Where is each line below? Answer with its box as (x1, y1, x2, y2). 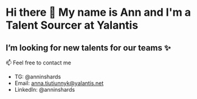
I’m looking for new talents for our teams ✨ (5, 43, 171, 53)
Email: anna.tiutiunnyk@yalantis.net (14, 80, 104, 87)
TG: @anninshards (14, 73, 61, 80)
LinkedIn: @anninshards (14, 86, 75, 93)
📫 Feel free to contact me (5, 59, 71, 66)
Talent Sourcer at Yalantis (5, 18, 139, 32)
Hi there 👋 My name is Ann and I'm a (5, 5, 192, 19)
